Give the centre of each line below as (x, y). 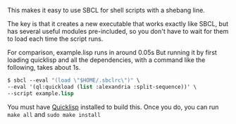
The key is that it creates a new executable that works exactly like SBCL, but (118, 24)
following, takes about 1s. (44, 67)
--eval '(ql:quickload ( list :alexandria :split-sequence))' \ (102, 87)
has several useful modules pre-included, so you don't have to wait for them (118, 31)
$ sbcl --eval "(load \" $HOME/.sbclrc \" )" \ (74, 80)
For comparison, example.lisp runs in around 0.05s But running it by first (112, 52)
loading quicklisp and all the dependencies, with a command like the (106, 60)
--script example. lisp (41, 93)
